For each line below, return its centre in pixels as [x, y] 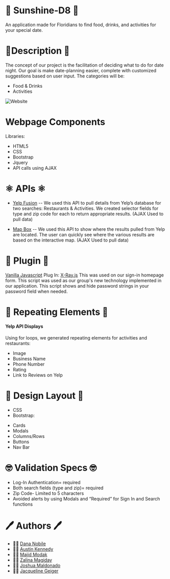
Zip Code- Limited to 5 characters [48, 493]
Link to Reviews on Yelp [38, 375]
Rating [19, 370]
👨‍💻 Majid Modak [30, 554]
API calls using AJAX [35, 168]
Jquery [20, 162]
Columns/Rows [29, 436]
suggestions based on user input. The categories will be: [65, 76]
